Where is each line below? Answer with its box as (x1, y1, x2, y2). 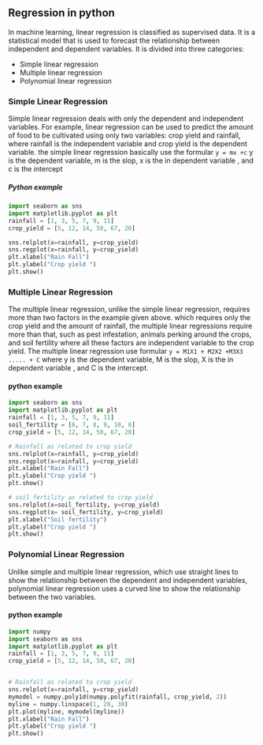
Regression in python (8, 6, 116, 20)
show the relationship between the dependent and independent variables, (8, 575, 248, 585)
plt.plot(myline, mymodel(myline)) (8, 707, 125, 716)
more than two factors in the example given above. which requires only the (8, 313, 251, 322)
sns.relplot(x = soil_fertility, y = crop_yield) (8, 501, 160, 509)
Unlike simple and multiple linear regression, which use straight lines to (8, 566, 239, 576)
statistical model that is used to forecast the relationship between (8, 36, 220, 45)
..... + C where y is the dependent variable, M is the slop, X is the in (8, 355, 234, 364)
